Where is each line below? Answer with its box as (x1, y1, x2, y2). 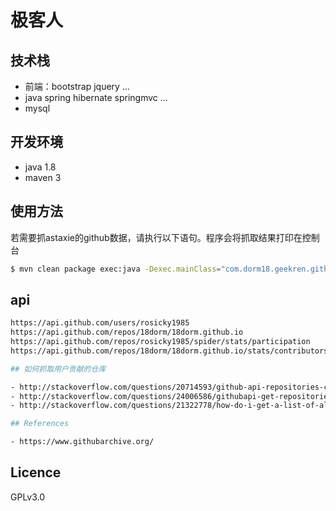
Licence (10, 464, 62, 481)
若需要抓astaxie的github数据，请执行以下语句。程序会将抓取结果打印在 (10, 231, 303, 243)
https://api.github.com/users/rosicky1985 (10, 318, 190, 328)
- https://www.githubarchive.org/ (10, 437, 155, 447)
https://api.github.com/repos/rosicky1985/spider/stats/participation (10, 337, 311, 347)
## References (10, 419, 70, 429)
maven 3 (24, 171, 62, 183)
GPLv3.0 (10, 491, 46, 503)
